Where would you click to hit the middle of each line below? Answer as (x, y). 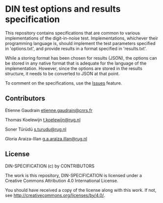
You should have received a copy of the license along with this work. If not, (81, 190)
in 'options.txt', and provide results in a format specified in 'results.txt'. (76, 48)
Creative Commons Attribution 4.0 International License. (62, 180)
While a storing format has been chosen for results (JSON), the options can (81, 58)
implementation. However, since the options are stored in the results (74, 68)
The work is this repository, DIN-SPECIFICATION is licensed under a (73, 175)
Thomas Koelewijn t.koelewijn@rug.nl (43, 120)
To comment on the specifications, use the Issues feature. (64, 83)
